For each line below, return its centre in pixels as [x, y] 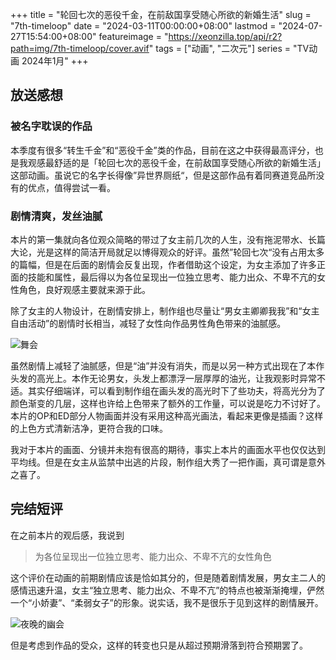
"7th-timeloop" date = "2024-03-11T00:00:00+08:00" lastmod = [143, 26]
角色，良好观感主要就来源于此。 [84, 289]
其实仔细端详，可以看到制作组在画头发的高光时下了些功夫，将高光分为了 [176, 390]
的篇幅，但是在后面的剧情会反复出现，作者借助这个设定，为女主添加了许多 [163, 264]
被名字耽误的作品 [51, 126]
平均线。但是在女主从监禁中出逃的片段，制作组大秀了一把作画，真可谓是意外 [168, 462]
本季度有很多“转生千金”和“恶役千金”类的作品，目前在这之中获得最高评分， [162, 150]
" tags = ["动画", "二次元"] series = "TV [229, 48]
